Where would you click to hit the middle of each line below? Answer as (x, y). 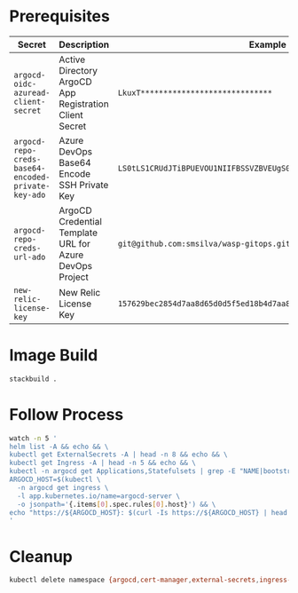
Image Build (54, 356)
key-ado (30, 194)
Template (78, 233)
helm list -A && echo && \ (59, 447)
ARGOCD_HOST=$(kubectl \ (55, 480)
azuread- (32, 92)
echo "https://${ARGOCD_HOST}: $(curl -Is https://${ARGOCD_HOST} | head (149, 512)
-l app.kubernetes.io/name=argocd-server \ (98, 496)
